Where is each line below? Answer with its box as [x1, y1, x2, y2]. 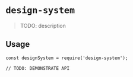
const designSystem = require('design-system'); [5, 55, 128, 61]
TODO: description [20, 22, 66, 29]
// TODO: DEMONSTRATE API [5, 65, 69, 71]
